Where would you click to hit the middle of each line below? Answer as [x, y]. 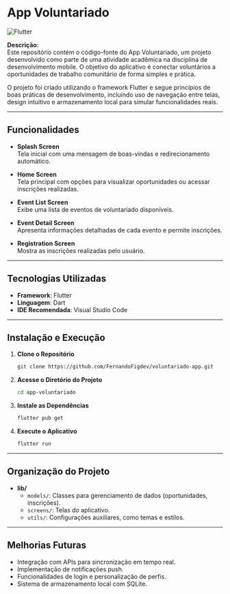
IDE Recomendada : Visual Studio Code [72, 309]
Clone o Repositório [46, 354]
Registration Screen [46, 243]
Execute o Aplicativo [47, 431]
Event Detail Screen [46, 223]
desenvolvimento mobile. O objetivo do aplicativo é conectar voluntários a [112, 67]
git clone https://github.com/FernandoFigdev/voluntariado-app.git [115, 367]
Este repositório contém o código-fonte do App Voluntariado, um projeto [109, 52]
